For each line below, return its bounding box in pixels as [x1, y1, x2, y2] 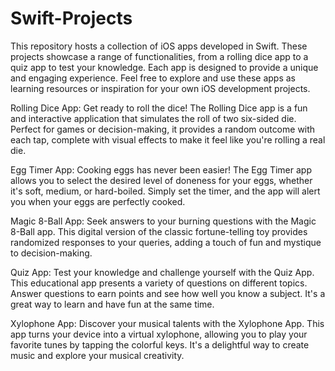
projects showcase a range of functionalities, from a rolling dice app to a [10, 50, 309, 62]
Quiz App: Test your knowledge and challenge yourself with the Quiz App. [10, 266, 315, 278]
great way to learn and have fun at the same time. [10, 298, 215, 310]
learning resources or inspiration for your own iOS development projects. [10, 82, 311, 94]
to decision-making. [10, 247, 93, 259]
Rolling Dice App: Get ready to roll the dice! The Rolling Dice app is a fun [10, 102, 308, 114]
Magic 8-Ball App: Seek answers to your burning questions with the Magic [10, 215, 317, 227]
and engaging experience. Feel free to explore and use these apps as [10, 72, 296, 84]
